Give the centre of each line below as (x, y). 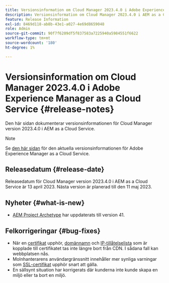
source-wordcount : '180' (31, 43)
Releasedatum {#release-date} (55, 169)
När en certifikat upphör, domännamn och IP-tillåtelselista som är (80, 243)
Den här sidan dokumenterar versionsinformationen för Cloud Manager (79, 123)
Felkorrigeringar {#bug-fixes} (53, 231)
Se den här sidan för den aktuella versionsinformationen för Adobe (74, 148)
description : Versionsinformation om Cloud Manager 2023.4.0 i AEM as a (83, 15)
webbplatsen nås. (31, 254)
